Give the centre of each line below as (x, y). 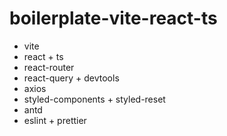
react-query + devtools (71, 78)
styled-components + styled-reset (94, 99)
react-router (49, 67)
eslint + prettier (55, 120)
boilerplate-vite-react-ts (113, 18)
